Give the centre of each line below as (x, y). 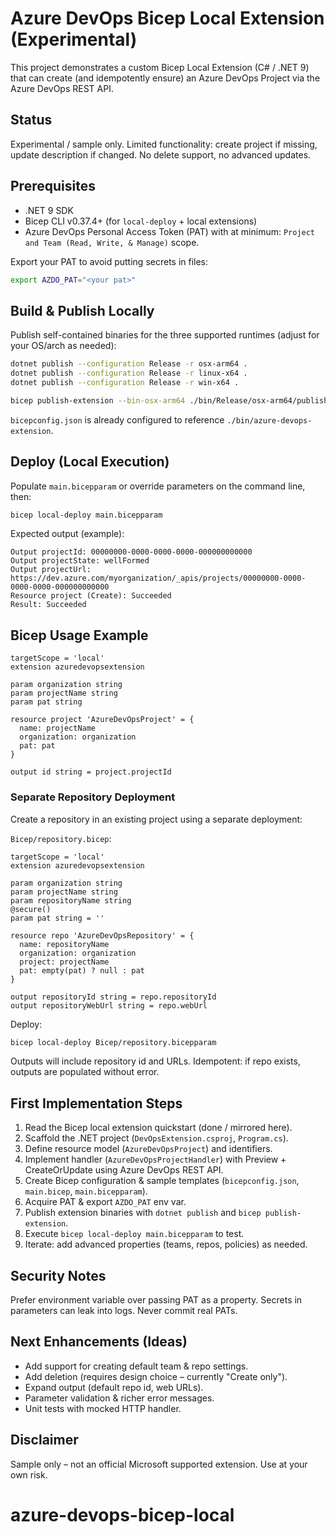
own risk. (29, 1474)
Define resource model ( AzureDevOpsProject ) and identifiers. (148, 1149)
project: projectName (64, 962)
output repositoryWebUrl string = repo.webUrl (109, 1005)
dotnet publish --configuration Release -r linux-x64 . (129, 373)
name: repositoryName (64, 944)
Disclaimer (44, 1440)
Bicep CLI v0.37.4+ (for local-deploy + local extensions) (141, 221)
